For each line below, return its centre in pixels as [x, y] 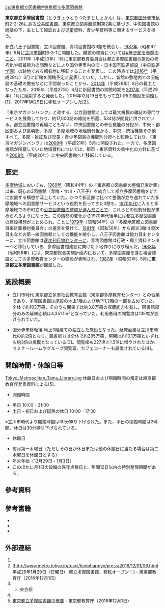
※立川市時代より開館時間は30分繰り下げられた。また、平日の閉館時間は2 [79, 422]
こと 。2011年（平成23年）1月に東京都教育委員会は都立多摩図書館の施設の [80, 59]
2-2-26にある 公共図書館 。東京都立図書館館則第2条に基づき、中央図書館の [84, 24]
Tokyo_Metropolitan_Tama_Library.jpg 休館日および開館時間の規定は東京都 [81, 378]
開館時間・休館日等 [34, 365]
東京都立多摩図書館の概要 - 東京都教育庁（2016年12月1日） [72, 601]
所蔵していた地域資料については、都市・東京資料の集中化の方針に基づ [89, 149]
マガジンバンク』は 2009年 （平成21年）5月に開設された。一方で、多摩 [81, 143]
